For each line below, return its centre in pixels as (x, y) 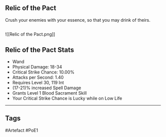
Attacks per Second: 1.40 (38, 77)
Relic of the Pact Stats (40, 50)
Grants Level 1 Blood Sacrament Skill (49, 93)
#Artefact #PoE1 (22, 130)
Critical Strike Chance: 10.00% (43, 72)
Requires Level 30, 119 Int (38, 83)
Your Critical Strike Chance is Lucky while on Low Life (67, 99)
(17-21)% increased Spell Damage (47, 88)
